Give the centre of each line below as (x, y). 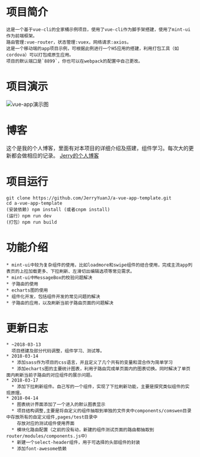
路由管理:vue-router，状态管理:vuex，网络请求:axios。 (69, 42)
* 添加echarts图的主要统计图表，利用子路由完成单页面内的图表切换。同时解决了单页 (101, 369)
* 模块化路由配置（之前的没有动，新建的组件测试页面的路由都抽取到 (83, 430)
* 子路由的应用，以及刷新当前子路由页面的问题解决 (60, 303)
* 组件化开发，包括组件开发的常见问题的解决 (53, 296)
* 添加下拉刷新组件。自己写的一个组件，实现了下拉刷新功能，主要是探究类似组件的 (99, 386)
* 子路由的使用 (22, 284)
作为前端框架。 (22, 36)
